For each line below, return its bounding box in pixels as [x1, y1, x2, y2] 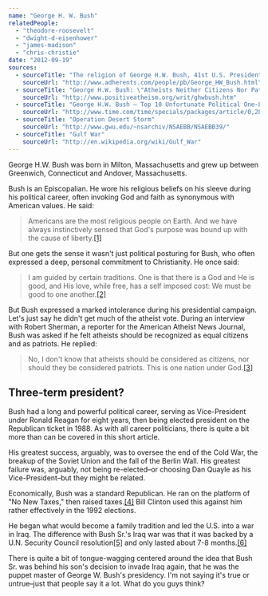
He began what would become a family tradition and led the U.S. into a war [8, 521, 254, 531]
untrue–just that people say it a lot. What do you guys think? [8, 579, 205, 589]
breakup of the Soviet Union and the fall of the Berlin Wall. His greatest [8, 456, 241, 466]
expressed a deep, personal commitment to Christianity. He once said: [8, 257, 239, 266]
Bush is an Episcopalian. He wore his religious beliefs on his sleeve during [8, 184, 251, 193]
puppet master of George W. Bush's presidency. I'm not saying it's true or [8, 570, 250, 580]
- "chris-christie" [15, 49, 81, 57]
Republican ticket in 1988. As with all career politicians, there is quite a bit [8, 424, 250, 433]
